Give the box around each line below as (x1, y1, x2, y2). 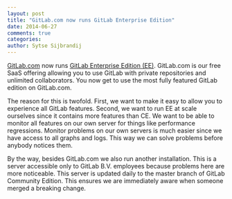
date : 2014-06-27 (7, 23, 57, 30)
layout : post (7, 10, 45, 17)
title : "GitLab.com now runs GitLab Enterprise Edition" (7, 17, 175, 24)
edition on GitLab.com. (7, 84, 72, 92)
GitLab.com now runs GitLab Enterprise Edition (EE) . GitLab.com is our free (7, 62, 222, 69)
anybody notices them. (7, 141, 73, 149)
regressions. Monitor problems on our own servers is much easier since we (7, 126, 222, 135)
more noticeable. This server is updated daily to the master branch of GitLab (7, 169, 225, 178)
